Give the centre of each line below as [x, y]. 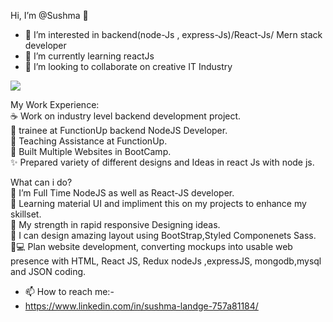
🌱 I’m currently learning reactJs [89, 56]
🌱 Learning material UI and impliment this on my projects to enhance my [158, 203]
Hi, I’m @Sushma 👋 [49, 15]
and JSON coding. [48, 271]
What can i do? [41, 182]
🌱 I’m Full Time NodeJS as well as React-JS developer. [122, 193]
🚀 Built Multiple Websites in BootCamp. [91, 151]
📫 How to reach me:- [69, 291]
